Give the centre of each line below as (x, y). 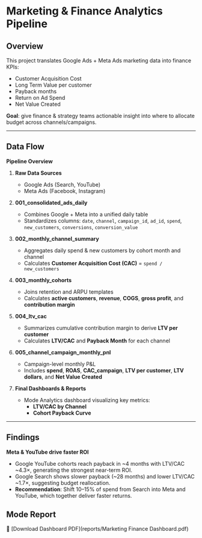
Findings (23, 438)
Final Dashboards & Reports (50, 388)
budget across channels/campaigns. (51, 122)
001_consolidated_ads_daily (51, 202)
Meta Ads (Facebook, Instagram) (65, 191)
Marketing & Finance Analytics (85, 11)
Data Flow (25, 147)
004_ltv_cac (31, 316)
